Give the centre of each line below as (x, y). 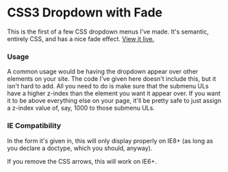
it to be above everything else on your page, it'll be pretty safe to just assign (114, 101)
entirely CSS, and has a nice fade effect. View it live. (81, 38)
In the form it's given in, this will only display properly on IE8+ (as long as (110, 140)
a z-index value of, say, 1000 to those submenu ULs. (81, 108)
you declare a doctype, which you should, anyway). (80, 148)
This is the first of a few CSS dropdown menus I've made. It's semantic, (108, 32)
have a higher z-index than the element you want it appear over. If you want (114, 93)
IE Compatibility (34, 126)
